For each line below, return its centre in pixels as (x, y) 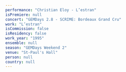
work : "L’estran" (24, 24)
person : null (19, 57)
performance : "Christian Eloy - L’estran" (51, 10)
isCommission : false (27, 29)
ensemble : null (21, 43)
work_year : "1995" (25, 39)
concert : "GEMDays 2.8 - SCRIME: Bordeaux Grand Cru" (64, 19)
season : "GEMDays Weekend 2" (36, 48)
